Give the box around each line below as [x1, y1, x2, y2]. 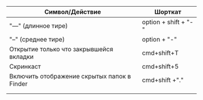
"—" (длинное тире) [9, 22, 68, 30]
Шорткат [154, 8, 182, 16]
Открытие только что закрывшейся [9, 45, 114, 53]
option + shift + [141, 18, 185, 26]
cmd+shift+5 [141, 63, 179, 70]
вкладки [9, 52, 34, 61]
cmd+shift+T [141, 49, 179, 57]
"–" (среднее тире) [9, 36, 65, 43]
